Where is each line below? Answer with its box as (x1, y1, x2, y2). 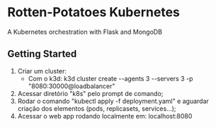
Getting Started (7, 48, 77, 60)
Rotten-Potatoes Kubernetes (7, 4, 181, 20)
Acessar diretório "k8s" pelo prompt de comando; (17, 89, 164, 97)
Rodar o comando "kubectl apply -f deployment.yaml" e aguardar (17, 97, 209, 105)
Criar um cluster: (17, 66, 67, 75)
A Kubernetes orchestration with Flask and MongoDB (7, 28, 163, 36)
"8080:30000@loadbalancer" (28, 82, 115, 90)
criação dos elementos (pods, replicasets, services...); (17, 104, 176, 113)
